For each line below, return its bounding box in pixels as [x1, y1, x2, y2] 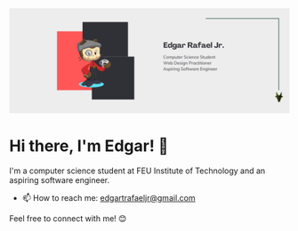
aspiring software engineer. [9, 174, 109, 185]
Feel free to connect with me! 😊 [9, 212, 127, 224]
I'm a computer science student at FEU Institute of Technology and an [9, 165, 266, 176]
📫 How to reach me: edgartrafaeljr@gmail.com [21, 192, 196, 203]
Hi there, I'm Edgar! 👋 [9, 136, 169, 156]
